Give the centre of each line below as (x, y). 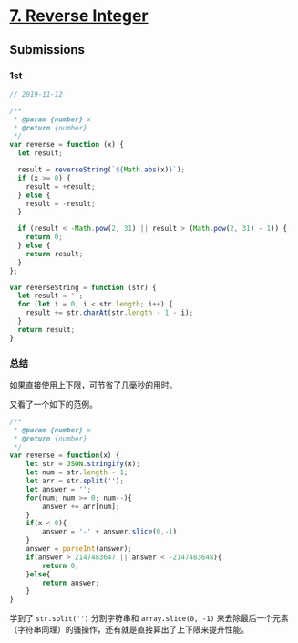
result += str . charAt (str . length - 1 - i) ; (110, 313)
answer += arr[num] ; (81, 506)
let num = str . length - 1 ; (77, 472)
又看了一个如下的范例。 (53, 404)
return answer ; (71, 583)
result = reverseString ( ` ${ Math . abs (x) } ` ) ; (101, 170)
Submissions (47, 50)
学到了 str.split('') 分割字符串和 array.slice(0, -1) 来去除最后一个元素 (149, 618)
